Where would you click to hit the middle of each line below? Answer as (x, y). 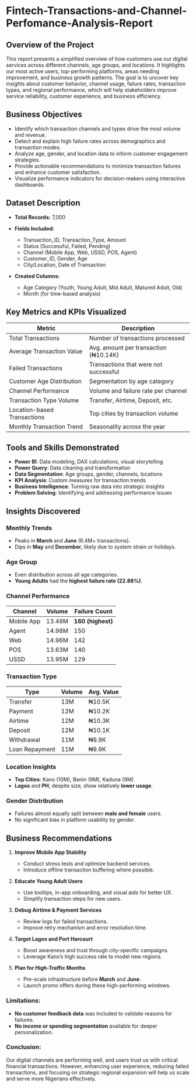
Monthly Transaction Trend (46, 427)
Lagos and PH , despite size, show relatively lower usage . (84, 786)
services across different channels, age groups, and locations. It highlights (96, 65)
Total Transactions (34, 338)
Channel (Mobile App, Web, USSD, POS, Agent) (80, 252)
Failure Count (93, 611)
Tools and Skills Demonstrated (63, 447)
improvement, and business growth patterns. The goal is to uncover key (92, 78)
